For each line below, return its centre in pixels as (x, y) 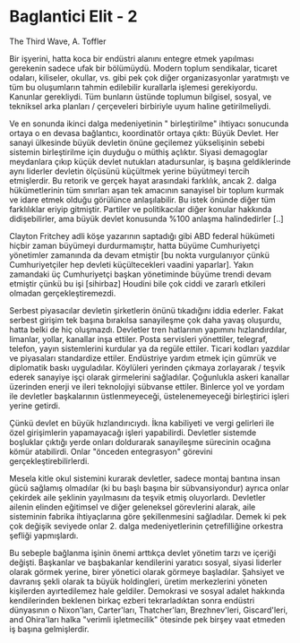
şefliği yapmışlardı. (44, 536)
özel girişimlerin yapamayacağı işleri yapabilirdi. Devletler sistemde (133, 433)
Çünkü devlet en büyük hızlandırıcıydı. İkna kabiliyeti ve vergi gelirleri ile (142, 423)
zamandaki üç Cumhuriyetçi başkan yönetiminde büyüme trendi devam (140, 274)
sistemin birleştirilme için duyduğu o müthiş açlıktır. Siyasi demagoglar (139, 152)
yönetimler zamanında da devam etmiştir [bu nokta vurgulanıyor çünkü (140, 255)
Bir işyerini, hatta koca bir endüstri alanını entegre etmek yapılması (132, 58)
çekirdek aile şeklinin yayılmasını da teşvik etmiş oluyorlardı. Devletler (137, 497)
